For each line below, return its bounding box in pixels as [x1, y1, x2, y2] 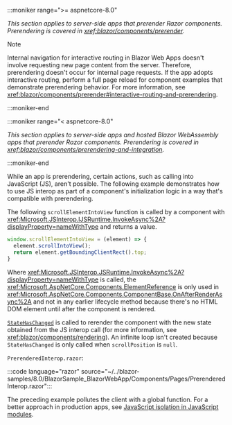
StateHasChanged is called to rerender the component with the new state [7, 318, 212, 327]
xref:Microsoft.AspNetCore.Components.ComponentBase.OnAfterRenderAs [7, 290, 223, 298]
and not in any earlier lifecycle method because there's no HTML [33, 297, 218, 306]
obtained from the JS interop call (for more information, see [7, 325, 177, 333]
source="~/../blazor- [80, 367, 140, 375]
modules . [7, 410, 34, 418]
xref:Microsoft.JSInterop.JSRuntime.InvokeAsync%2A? [27, 268, 185, 276]
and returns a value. [100, 223, 157, 231]
